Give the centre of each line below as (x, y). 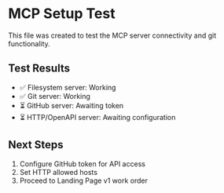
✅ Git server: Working (55, 96)
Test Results (39, 69)
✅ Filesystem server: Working (68, 87)
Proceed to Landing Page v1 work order (83, 180)
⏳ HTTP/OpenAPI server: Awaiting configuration (97, 117)
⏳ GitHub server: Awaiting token (72, 105)
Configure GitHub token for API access (82, 164)
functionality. (29, 43)
